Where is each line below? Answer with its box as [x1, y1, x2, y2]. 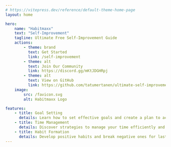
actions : [14, 40, 33, 46]
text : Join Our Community [27, 64, 83, 69]
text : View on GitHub [27, 78, 74, 83]
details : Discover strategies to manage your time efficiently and [18, 125, 165, 130]
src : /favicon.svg [23, 92, 63, 97]
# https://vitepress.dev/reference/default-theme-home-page [5, 7, 136, 13]
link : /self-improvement [27, 54, 81, 59]
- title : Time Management [14, 120, 70, 125]
